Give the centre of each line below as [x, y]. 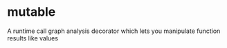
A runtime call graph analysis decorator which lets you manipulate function [114, 31]
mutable [31, 12]
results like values [33, 38]
